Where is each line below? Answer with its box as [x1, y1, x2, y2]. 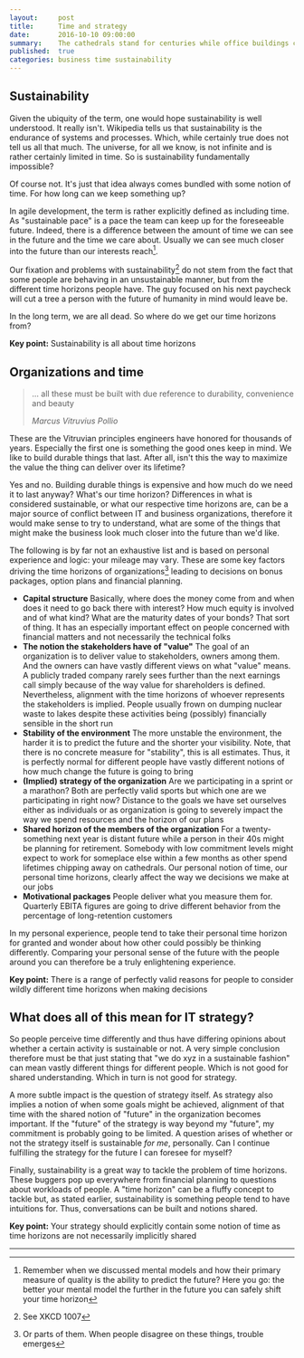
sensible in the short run [22, 717, 113, 728]
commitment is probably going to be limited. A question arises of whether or [9, 1128, 293, 1139]
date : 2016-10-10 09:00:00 [9, 30, 136, 39]
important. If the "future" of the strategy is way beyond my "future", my [9, 1118, 274, 1129]
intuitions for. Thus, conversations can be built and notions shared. [9, 1203, 258, 1214]
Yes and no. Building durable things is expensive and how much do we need [9, 479, 293, 489]
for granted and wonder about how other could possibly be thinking [9, 937, 261, 948]
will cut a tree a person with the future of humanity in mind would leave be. [9, 293, 289, 304]
